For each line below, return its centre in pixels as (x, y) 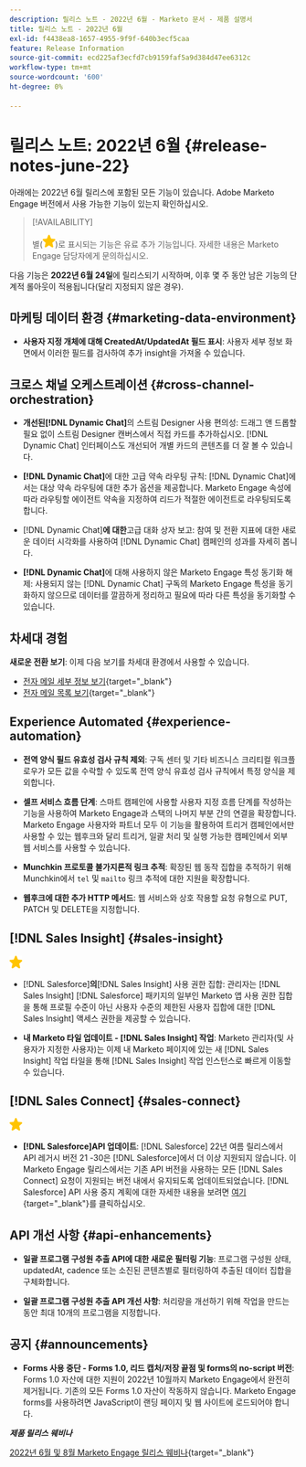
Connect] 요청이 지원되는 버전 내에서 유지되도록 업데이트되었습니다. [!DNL (156, 1181)
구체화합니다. (46, 1282)
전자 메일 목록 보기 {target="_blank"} (89, 693)
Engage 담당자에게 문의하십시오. (90, 255)
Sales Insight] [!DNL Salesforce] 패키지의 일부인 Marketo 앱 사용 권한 (149, 995)
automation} (46, 736)
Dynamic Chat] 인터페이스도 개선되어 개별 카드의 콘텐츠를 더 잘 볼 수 (146, 446)
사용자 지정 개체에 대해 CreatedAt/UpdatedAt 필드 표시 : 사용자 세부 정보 (153, 342)
